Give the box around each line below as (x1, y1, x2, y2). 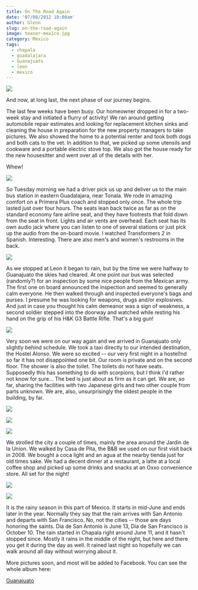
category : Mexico (6, 36, 49, 42)
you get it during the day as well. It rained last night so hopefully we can (6, 542, 181, 549)
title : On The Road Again (6, 8, 70, 15)
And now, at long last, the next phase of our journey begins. (6, 96, 152, 103)
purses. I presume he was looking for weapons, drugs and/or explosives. (6, 296, 184, 303)
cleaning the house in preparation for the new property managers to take (6, 127, 184, 134)
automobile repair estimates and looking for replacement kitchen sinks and (6, 121, 188, 128)
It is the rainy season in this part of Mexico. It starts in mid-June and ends (6, 504, 186, 511)
